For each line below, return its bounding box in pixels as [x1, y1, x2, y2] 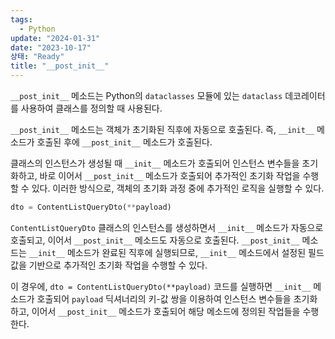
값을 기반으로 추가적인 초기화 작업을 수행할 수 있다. [10, 259, 208, 271]
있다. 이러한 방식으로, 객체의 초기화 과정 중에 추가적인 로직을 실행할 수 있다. [31, 182, 325, 194]
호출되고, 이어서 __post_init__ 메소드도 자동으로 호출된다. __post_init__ [10, 234, 300, 246]
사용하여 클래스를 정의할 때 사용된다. [20, 102, 163, 114]
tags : [10, 14, 33, 25]
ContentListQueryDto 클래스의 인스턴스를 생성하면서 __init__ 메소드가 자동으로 [10, 221, 324, 233]
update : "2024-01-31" [10, 33, 101, 43]
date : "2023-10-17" [10, 42, 92, 53]
